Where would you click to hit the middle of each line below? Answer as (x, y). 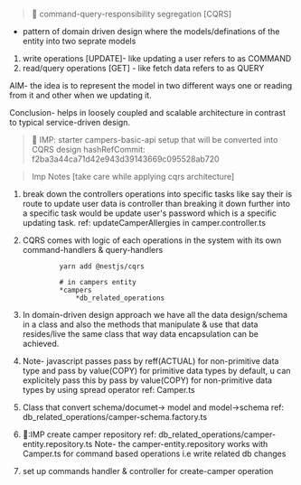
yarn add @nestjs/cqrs (102, 266)
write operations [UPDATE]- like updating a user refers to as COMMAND (157, 58)
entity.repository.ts (57, 444)
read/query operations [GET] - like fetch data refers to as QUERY (143, 68)
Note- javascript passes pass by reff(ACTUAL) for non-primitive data (150, 361)
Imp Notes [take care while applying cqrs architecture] (133, 177)
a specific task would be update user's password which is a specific (150, 213)
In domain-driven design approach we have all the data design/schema (155, 315)
